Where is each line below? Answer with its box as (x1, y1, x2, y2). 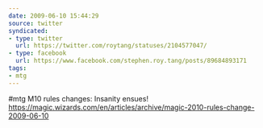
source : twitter (8, 19, 63, 27)
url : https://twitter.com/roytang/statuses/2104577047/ (15, 42, 207, 50)
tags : (8, 64, 27, 72)
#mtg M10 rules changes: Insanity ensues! (8, 93, 149, 103)
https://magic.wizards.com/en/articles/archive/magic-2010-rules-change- (8, 102, 255, 112)
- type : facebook (8, 49, 67, 57)
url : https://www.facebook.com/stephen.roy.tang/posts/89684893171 (15, 57, 248, 65)
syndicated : (8, 27, 48, 35)
